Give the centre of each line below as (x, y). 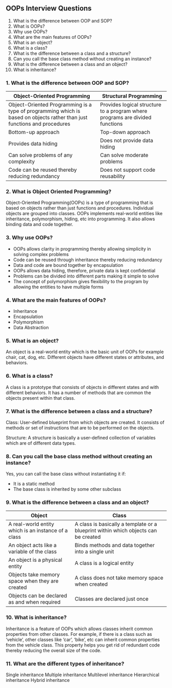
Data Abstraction (31, 327)
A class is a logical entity (104, 563)
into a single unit (94, 552)
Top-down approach (125, 132)
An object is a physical (35, 560)
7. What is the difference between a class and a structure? (79, 411)
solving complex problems (41, 254)
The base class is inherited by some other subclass (67, 489)
